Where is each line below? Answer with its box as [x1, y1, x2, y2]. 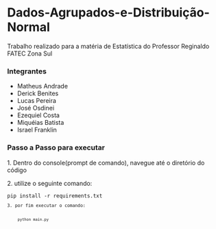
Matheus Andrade [16, 82, 69, 91]
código [7, 166, 27, 174]
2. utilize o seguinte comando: [7, 179, 93, 187]
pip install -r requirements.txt [7, 192, 103, 200]
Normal [7, 19, 50, 35]
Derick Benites [16, 89, 59, 97]
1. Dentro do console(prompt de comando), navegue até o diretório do [7, 158, 205, 167]
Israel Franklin [16, 125, 57, 134]
